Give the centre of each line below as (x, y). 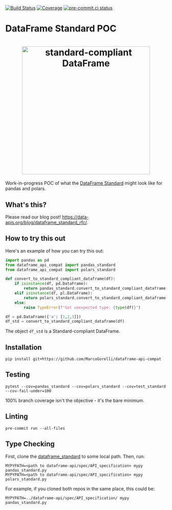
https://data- (76, 217)
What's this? (26, 205)
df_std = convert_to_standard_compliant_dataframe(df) (65, 321)
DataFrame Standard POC (61, 29)
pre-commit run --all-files (35, 428)
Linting (17, 417)
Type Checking (30, 444)
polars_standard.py (26, 479)
